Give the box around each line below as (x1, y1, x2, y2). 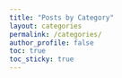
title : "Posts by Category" (9, 13, 115, 22)
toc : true (9, 47, 47, 56)
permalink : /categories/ (9, 30, 102, 39)
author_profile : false (9, 38, 94, 48)
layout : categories (9, 22, 83, 30)
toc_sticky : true (9, 55, 74, 64)
